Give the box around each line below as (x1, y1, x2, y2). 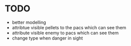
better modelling (12, 19, 46, 25)
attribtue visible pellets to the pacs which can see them (12, 24, 126, 30)
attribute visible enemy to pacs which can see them (12, 30, 119, 36)
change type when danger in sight (12, 35, 83, 41)
